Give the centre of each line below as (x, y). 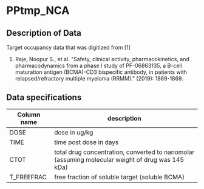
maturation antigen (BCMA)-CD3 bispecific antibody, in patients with (101, 72)
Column (29, 114)
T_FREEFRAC (28, 177)
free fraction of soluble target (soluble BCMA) (120, 177)
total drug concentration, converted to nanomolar (124, 152)
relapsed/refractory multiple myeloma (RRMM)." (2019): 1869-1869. (99, 78)
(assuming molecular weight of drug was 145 (119, 159)
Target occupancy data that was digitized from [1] (68, 47)
